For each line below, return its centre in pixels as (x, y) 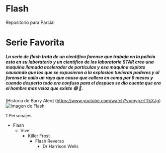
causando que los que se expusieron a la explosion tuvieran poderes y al (83, 72)
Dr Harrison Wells (61, 147)
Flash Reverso (49, 141)
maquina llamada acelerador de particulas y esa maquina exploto (76, 67)
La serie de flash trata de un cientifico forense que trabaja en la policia (81, 56)
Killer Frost (39, 136)
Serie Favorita (35, 42)
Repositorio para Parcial (30, 22)
